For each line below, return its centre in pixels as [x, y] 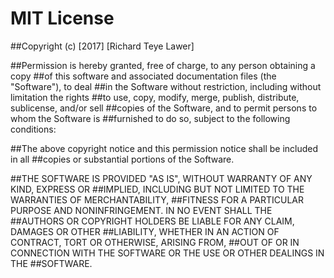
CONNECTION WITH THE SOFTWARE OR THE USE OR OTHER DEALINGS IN [167, 253]
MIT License [62, 18]
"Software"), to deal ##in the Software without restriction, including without [166, 86]
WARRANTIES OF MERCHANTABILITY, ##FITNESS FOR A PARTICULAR [157, 199]
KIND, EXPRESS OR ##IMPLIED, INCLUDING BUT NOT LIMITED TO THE [157, 189]
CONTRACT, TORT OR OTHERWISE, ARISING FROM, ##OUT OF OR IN [155, 242]
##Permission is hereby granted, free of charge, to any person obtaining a [163, 65]
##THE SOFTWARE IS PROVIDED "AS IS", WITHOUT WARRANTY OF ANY [161, 178]
